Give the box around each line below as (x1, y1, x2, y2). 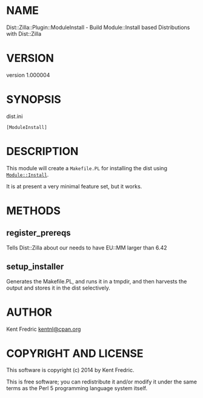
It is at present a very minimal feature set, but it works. (6, 182, 142, 190)
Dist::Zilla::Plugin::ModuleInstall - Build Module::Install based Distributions (6, 24, 190, 31)
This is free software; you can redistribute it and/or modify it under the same (6, 378, 197, 385)
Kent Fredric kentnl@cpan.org (6, 325, 81, 333)
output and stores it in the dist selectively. (6, 284, 110, 291)
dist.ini (6, 113, 23, 120)
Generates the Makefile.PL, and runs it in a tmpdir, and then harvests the (6, 277, 187, 285)
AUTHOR (6, 305, 53, 319)
